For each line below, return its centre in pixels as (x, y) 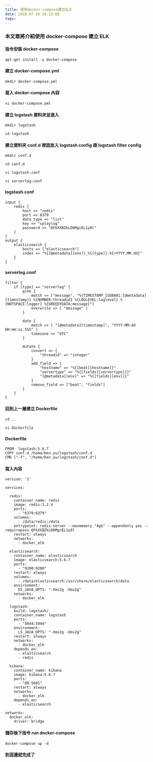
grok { (29, 291)
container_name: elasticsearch (45, 556)
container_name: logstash (40, 615)
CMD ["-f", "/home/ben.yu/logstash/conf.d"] (51, 457)
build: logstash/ (31, 611)
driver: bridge (29, 722)
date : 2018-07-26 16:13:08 (32, 14)
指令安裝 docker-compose (32, 49)
